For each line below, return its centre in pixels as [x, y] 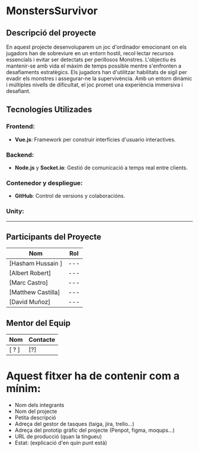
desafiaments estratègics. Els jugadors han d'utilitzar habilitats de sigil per [97, 72]
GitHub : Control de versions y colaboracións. [70, 196]
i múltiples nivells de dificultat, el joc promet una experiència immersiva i [94, 85]
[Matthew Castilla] [35, 293]
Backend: [20, 155]
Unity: [15, 211]
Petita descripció [35, 418]
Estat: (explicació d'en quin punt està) [61, 443]
